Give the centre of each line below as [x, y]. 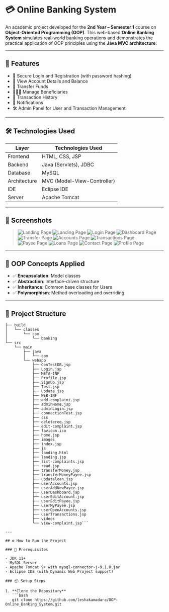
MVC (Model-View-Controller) [79, 181]
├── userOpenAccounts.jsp [59, 510]
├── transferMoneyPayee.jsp [62, 475]
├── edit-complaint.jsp [57, 426]
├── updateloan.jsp [52, 479]
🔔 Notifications [28, 102]
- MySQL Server [21, 563]
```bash [20, 595]
